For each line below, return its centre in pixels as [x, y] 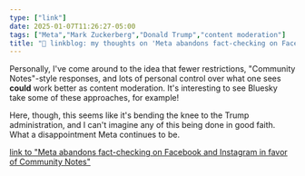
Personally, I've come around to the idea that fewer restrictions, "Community [152, 69]
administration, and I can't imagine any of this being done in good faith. [143, 125]
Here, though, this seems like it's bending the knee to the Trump [129, 115]
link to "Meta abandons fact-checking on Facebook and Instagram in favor [148, 152]
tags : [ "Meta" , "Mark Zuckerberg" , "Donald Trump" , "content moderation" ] [148, 34]
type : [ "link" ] [38, 18]
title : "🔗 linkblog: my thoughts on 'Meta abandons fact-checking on [144, 43]
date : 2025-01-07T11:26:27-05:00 [73, 26]
